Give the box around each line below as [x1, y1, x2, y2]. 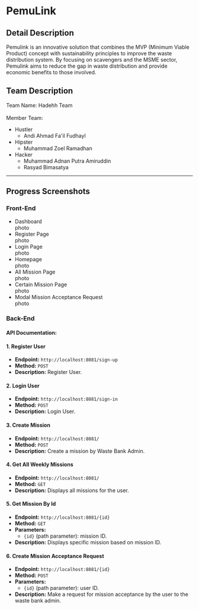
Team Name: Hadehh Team [6, 101, 73, 109]
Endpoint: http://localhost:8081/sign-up [14, 356, 118, 363]
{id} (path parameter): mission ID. [23, 532, 107, 540]
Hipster [14, 138, 33, 145]
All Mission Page [14, 268, 56, 275]
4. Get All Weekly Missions [6, 461, 73, 468]
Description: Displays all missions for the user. [14, 487, 129, 494]
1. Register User [6, 342, 46, 350]
